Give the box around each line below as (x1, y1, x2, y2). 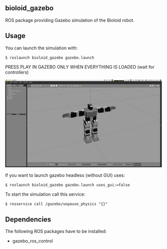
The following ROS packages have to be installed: (5, 228, 107, 234)
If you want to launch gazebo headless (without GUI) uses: (5, 172, 125, 178)
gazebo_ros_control (12, 238, 53, 244)
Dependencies (5, 215, 51, 224)
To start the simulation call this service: (5, 191, 85, 197)
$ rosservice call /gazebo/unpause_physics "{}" (5, 202, 108, 207)
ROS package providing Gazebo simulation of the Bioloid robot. (5, 17, 135, 23)
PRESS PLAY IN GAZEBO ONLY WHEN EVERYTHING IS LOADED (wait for (5, 64, 155, 70)
